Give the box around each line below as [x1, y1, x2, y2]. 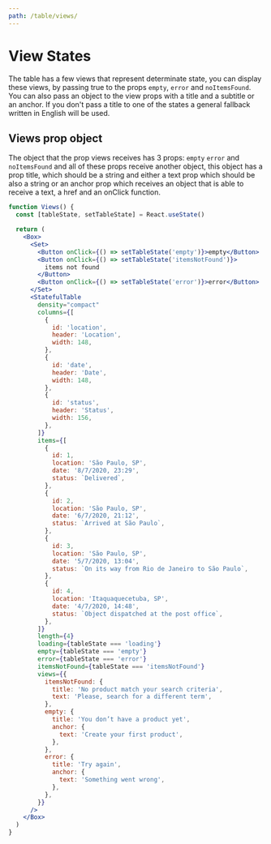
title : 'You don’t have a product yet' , [51, 715, 191, 723]
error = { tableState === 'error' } [37, 655, 148, 663]
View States [8, 46, 92, 65]
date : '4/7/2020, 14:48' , [51, 602, 140, 611]
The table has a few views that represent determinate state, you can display [8, 74, 262, 84]
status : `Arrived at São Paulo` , [51, 520, 165, 528]
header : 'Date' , [51, 368, 107, 377]
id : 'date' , [51, 361, 92, 369]
